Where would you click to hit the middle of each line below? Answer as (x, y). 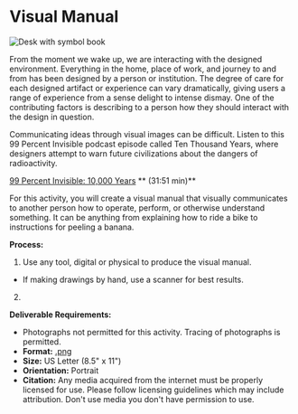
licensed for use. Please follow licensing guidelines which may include (153, 390)
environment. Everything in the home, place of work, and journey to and (143, 69)
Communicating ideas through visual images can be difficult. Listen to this (147, 134)
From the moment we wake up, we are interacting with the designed (136, 59)
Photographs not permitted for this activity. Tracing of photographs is (151, 332)
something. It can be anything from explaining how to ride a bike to (134, 217)
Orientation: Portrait (61, 370)
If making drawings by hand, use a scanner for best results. (133, 279)
